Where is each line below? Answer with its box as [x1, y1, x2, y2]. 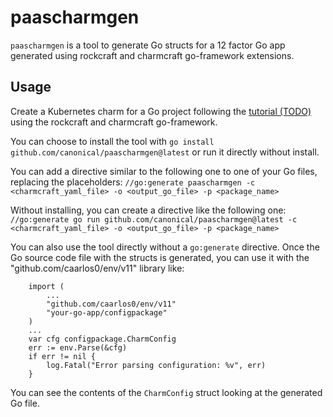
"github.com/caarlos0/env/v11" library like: [10, 262, 185, 274]
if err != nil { [28, 351, 97, 361]
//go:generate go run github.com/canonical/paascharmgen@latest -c [10, 214, 298, 225]
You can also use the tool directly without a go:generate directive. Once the [10, 241, 320, 253]
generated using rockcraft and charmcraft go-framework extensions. [10, 49, 295, 61]
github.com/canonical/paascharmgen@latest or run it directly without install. [10, 146, 320, 158]
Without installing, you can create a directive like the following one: [10, 204, 287, 216]
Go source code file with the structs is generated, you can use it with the [10, 251, 310, 263]
